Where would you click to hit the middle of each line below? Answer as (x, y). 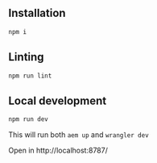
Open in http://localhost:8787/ (58, 150)
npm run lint (30, 76)
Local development (58, 100)
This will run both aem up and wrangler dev (78, 135)
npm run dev (28, 119)
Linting (26, 57)
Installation (37, 13)
